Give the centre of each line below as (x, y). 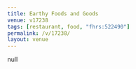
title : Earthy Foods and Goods (53, 14)
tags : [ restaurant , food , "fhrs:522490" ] (69, 26)
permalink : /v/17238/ (39, 33)
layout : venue (28, 40)
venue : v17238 (28, 20)
